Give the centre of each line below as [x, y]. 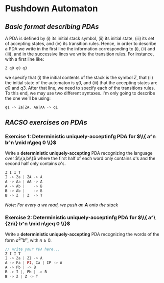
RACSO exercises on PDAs [46, 123]
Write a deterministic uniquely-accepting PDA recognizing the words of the [82, 234]
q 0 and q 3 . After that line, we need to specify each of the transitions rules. [80, 88]
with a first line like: [24, 59]
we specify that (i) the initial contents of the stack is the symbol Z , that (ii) [79, 77]
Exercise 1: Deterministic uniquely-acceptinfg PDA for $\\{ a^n [80, 137]
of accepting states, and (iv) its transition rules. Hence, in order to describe [81, 44]
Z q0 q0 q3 [16, 68]
